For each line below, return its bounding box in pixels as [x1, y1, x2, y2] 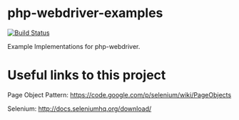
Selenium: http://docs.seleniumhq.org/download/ [7, 104, 152, 113]
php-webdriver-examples [7, 5, 163, 21]
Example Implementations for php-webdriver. [7, 42, 141, 50]
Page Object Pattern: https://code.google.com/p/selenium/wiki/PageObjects [7, 90, 232, 99]
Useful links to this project [7, 67, 166, 83]
